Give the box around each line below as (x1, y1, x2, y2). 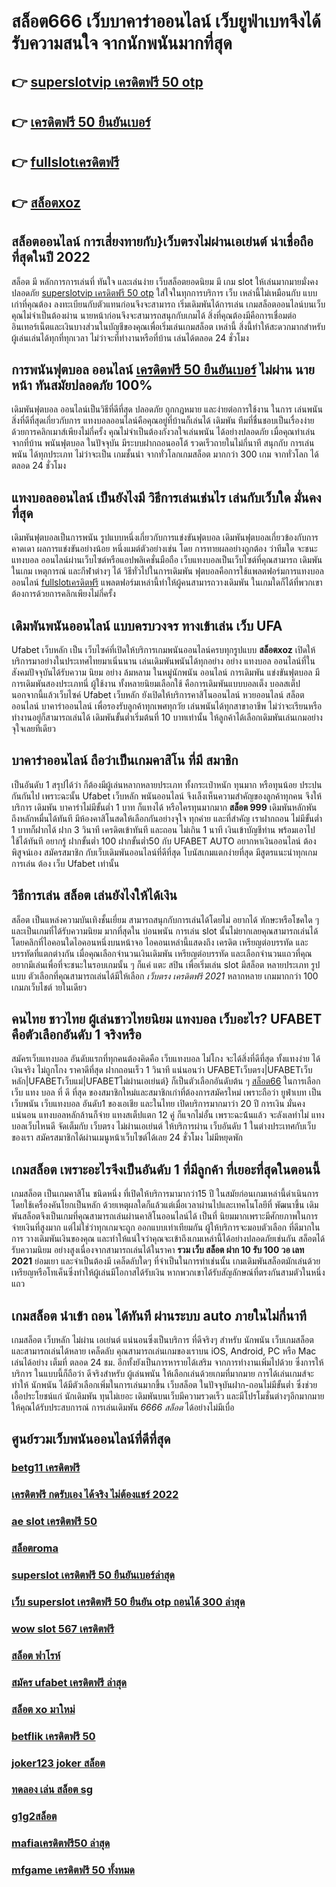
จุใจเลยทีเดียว (11, 723, 56, 734)
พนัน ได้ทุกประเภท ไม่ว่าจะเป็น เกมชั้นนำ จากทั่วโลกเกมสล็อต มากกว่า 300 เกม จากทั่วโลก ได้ (11, 448, 319, 460)
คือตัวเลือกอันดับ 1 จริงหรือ (11, 1026, 142, 1044)
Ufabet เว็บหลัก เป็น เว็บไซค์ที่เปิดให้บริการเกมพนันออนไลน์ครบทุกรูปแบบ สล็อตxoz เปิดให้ (11, 644, 316, 655)
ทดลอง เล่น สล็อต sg (11, 1783, 94, 1797)
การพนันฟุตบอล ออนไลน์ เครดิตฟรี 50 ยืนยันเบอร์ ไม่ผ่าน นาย (11, 361, 316, 378)
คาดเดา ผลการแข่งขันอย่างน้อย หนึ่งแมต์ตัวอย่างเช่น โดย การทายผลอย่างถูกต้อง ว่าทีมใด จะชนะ (11, 543, 318, 555)
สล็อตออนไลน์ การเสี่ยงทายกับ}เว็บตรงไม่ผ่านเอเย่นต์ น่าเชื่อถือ (11, 233, 314, 250)
